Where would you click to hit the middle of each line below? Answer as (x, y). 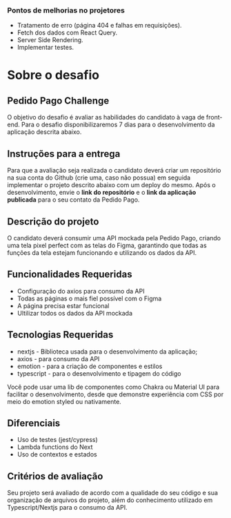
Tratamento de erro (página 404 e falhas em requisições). (99, 26)
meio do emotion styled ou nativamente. (64, 401)
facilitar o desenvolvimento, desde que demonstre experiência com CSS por (115, 394)
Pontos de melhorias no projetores (66, 10)
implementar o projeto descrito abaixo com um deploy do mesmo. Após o (111, 185)
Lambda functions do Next (55, 447)
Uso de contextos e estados (57, 454)
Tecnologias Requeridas (60, 335)
